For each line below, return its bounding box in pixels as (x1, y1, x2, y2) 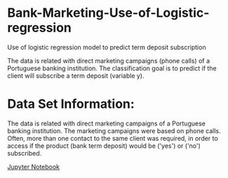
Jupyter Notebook (7, 163, 60, 171)
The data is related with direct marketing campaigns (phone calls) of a (7, 56, 210, 64)
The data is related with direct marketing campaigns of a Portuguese (7, 119, 206, 128)
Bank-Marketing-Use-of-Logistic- (7, 5, 210, 21)
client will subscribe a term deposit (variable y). (7, 71, 145, 80)
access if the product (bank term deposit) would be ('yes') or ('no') (7, 142, 201, 150)
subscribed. (7, 149, 42, 157)
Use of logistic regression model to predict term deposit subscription (7, 43, 206, 51)
